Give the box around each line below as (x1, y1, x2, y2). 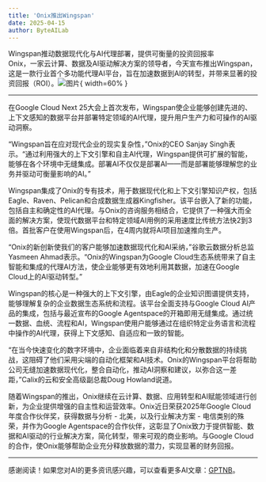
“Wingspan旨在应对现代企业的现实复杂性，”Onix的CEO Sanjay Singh (8, 139, 229, 149)
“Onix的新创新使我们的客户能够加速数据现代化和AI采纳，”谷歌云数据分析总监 (8, 242, 255, 252)
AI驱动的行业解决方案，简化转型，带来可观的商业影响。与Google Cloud (21, 431, 254, 441)
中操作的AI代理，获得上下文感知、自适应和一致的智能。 (8, 328, 188, 338)
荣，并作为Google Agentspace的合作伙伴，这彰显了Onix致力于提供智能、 (8, 421, 248, 431)
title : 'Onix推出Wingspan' (8, 11, 95, 20)
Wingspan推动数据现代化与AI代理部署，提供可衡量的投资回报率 (8, 49, 215, 59)
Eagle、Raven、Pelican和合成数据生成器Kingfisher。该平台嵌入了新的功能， (8, 195, 256, 206)
